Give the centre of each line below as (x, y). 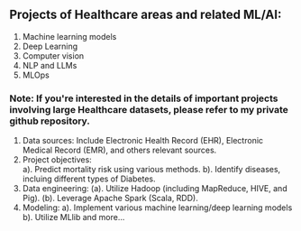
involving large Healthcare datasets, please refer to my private (149, 109)
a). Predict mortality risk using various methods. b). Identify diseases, (151, 170)
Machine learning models (69, 36)
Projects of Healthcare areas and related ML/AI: (146, 15)
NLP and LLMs (50, 65)
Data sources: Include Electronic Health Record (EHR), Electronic (143, 141)
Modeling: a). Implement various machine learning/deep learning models (157, 208)
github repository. (50, 121)
